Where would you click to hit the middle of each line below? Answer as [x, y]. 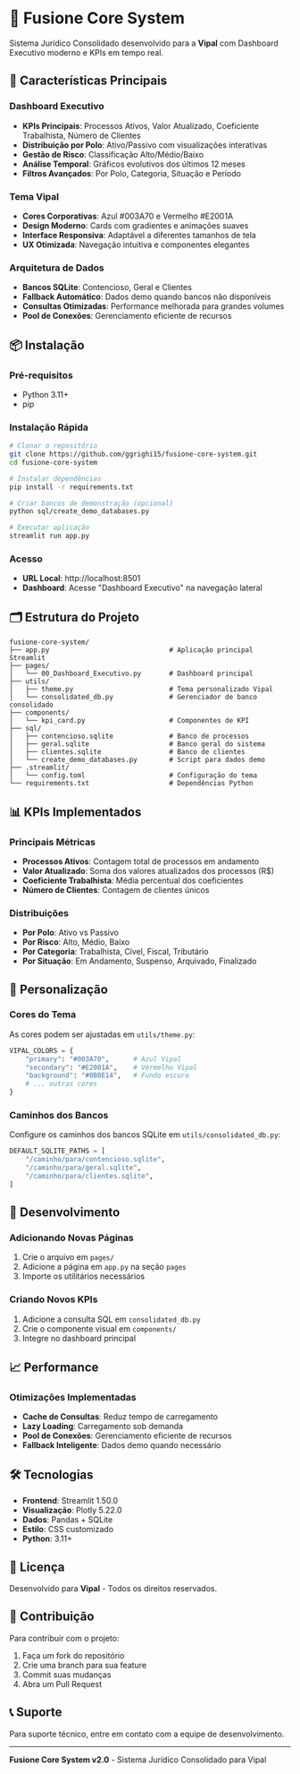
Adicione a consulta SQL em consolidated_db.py [111, 1319]
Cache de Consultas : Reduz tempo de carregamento [120, 1417]
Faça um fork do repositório [73, 1655]
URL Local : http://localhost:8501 [81, 578]
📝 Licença [37, 1567]
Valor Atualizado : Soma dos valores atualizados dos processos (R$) [148, 870]
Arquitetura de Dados [57, 268]
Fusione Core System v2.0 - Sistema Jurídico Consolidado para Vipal [138, 1760]
